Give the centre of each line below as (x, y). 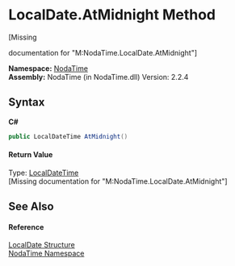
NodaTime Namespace (46, 254)
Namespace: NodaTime (48, 68)
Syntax (27, 102)
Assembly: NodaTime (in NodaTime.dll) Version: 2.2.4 (99, 77)
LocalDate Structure (42, 245)
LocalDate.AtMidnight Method (112, 15)
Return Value (31, 155)
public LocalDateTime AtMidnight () (68, 136)
